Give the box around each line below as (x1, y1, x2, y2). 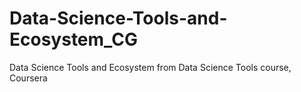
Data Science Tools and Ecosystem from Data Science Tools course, (9, 61, 292, 73)
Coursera (9, 72, 48, 84)
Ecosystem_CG (9, 28, 139, 51)
